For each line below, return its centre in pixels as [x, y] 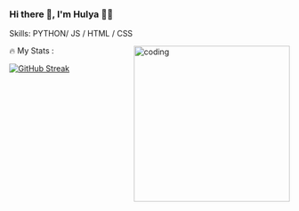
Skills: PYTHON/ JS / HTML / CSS [71, 34]
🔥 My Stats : [32, 51]
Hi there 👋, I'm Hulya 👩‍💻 [61, 14]
